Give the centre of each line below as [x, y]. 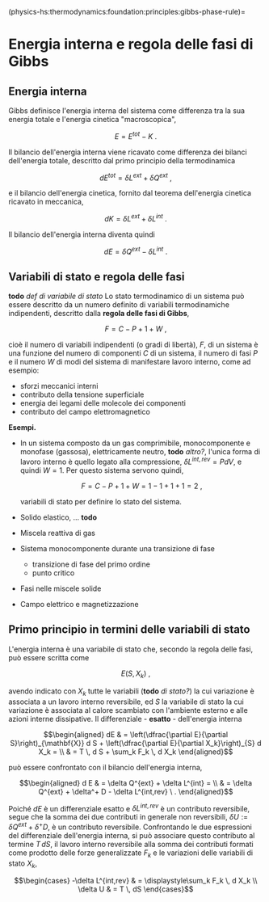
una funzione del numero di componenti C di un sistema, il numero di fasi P [133, 353]
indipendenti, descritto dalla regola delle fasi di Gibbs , [99, 314]
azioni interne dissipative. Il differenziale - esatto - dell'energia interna [125, 719]
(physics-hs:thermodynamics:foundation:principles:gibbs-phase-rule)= [127, 12]
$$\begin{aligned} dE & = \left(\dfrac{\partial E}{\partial [136, 734]
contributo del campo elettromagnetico [85, 412]
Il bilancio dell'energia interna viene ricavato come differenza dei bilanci [128, 152]
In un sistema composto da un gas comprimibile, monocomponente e [135, 443]
